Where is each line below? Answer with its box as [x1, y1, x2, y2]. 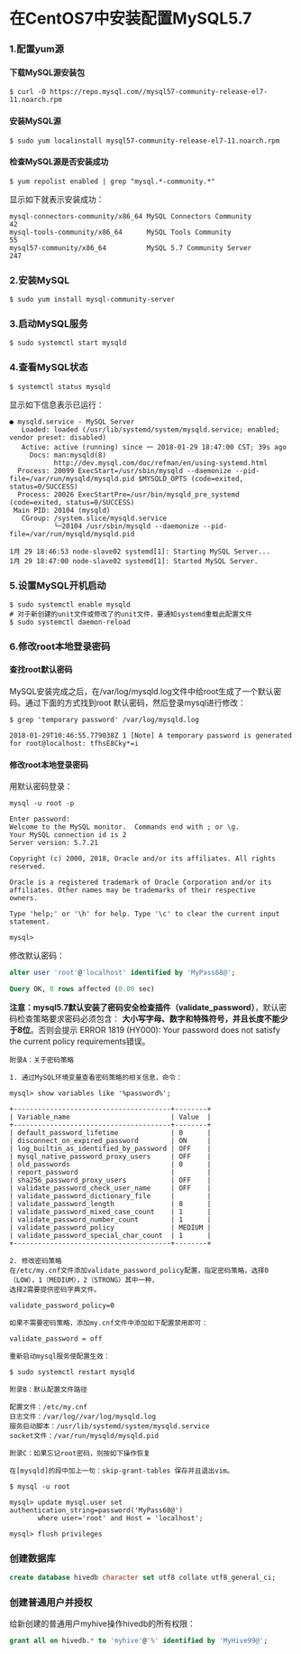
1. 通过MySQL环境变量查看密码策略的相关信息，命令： [9, 1073, 183, 1082]
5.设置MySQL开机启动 [9, 579, 106, 591]
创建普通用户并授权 [9, 1596, 93, 1609]
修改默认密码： [9, 950, 65, 962]
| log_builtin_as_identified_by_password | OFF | [9, 1144, 212, 1153]
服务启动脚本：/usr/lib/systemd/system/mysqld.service [9, 1421, 210, 1431]
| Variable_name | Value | [9, 1112, 212, 1121]
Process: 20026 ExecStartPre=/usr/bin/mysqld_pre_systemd [17, 489, 241, 499]
